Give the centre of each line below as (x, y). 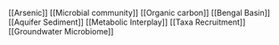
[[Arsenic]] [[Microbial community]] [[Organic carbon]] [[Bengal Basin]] (139, 13)
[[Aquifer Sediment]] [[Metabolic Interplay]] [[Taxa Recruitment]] (127, 22)
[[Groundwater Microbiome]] (61, 31)
